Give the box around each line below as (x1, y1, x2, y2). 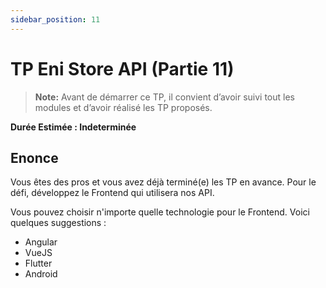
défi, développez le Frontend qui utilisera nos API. (10, 187, 215, 199)
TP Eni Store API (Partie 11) (10, 57, 235, 80)
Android (24, 268, 58, 280)
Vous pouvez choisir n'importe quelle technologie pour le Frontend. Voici (10, 206, 310, 218)
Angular (24, 236, 58, 248)
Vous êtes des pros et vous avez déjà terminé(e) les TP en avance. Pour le (10, 176, 317, 188)
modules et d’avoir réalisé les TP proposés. (34, 101, 213, 113)
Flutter (24, 257, 53, 270)
